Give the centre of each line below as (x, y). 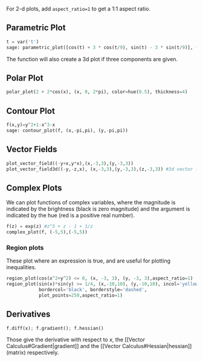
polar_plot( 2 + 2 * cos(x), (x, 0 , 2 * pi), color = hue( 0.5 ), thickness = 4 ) (97, 92)
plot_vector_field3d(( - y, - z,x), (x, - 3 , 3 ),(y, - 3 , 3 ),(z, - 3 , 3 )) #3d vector (100, 169)
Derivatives (28, 314)
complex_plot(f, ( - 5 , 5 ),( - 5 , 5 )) (47, 232)
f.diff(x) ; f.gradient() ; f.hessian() (55, 328)
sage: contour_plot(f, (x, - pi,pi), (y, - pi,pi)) (67, 130)
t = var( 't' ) (23, 42)
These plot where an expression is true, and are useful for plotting (89, 261)
